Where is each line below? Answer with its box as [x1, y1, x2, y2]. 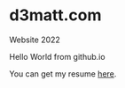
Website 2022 [9, 34, 60, 45]
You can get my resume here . [9, 68, 117, 79]
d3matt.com [9, 5, 102, 26]
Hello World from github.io [9, 51, 105, 62]
